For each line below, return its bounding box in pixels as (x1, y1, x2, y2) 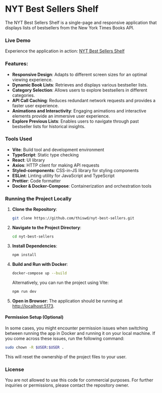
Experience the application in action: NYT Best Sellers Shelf (5, 48, 125, 54)
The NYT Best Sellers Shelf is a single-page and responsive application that (5, 20, 157, 25)
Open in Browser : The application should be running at (12, 298, 123, 304)
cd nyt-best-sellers (12, 234, 54, 239)
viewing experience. (12, 77, 53, 83)
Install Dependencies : (12, 243, 57, 249)
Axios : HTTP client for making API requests (12, 162, 100, 168)
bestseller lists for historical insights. (12, 123, 86, 129)
